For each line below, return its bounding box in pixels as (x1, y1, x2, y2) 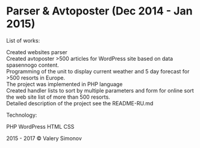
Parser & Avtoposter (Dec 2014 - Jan (6, 4, 193, 18)
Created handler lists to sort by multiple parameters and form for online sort (6, 87, 194, 94)
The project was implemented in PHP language (6, 80, 123, 88)
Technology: (6, 111, 37, 119)
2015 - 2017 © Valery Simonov (6, 134, 83, 142)
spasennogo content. (6, 61, 59, 69)
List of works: (6, 37, 40, 44)
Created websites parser (6, 48, 67, 55)
